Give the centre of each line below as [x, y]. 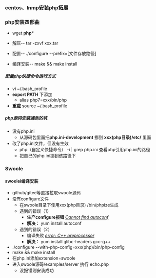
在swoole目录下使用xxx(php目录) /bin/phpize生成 [69, 205]
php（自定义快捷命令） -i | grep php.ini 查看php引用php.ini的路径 [85, 150]
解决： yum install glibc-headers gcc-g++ [69, 242]
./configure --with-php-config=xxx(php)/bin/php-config [68, 247]
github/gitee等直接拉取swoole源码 [47, 193]
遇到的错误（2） [36, 230]
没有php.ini [23, 131]
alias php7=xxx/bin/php [43, 100]
